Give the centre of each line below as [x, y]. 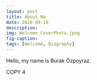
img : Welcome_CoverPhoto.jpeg [43, 33]
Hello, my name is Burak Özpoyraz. [48, 60]
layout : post [22, 11]
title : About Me [26, 17]
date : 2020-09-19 [27, 22]
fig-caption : [22, 39]
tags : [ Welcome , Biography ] [41, 44]
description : [22, 28]
